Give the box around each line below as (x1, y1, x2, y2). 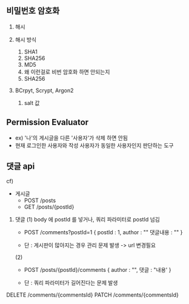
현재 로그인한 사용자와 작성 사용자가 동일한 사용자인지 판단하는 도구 (15, 141, 174, 149)
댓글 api (6, 161, 35, 172)
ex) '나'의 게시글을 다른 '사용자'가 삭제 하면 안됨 (15, 134, 128, 141)
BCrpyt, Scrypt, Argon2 (15, 87, 74, 94)
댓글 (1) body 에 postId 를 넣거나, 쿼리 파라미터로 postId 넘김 (15, 216, 161, 223)
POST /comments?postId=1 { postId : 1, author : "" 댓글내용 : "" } (24, 229, 183, 236)
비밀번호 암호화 (6, 5, 60, 16)
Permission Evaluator (6, 117, 89, 127)
